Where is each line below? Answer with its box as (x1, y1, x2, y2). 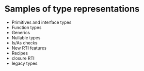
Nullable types (11, 35, 41, 41)
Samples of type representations (4, 3, 140, 14)
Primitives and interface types (11, 19, 72, 25)
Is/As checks (11, 40, 38, 45)
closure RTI (11, 55, 35, 61)
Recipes (11, 50, 28, 56)
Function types (11, 24, 42, 30)
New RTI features (11, 45, 47, 51)
